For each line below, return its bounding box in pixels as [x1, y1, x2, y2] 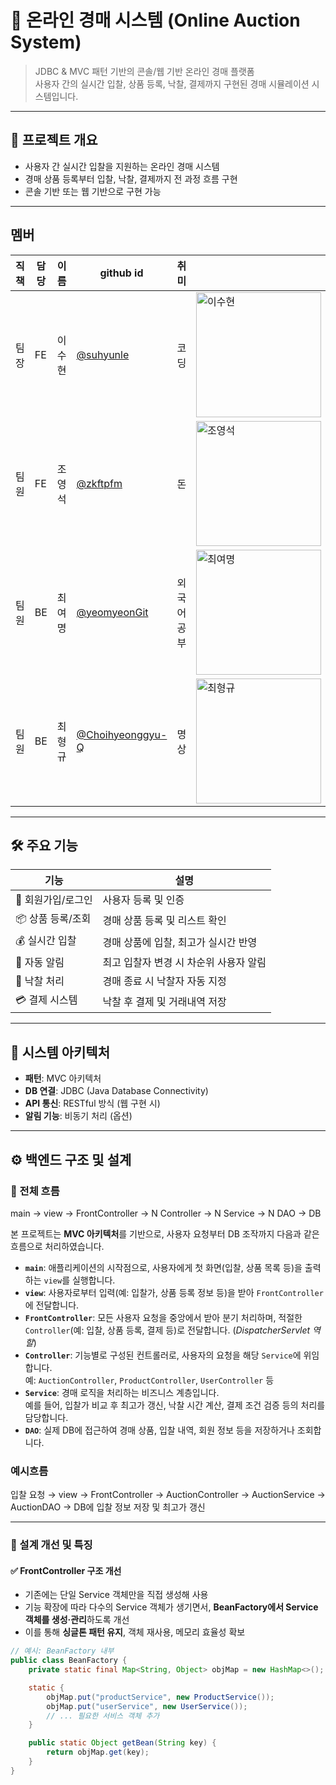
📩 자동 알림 [15, 956, 65, 970]
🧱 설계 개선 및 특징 [10, 1538, 93, 1552]
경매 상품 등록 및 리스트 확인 [102, 913, 227, 927]
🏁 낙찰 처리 [15, 974, 65, 988]
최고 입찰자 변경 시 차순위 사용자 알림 [102, 956, 267, 970]
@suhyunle [76, 347, 130, 361]
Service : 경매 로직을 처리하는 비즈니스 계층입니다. [24, 1386, 220, 1398]
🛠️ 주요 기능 [10, 837, 78, 854]
